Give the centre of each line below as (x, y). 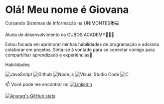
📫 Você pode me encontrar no (37, 84)
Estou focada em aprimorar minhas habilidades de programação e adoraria (82, 44)
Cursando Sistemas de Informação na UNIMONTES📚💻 (62, 23)
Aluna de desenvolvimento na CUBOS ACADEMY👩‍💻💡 (60, 34)
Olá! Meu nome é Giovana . (68, 10)
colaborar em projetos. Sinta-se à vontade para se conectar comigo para (80, 49)
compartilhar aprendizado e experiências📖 (49, 55)
